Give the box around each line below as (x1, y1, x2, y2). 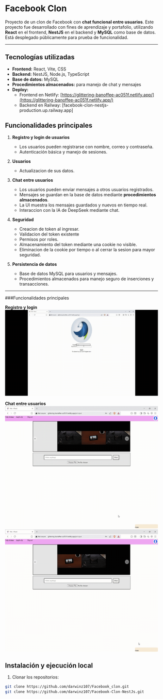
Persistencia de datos (12, 261, 57, 267)
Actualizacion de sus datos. (19, 168, 75, 173)
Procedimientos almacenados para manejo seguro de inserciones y (19, 275, 154, 282)
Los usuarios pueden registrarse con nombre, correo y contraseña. (19, 144, 154, 150)
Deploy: (12, 86, 29, 92)
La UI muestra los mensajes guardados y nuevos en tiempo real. (19, 202, 148, 208)
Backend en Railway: (19, 102, 61, 108)
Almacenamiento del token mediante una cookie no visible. (19, 241, 137, 247)
